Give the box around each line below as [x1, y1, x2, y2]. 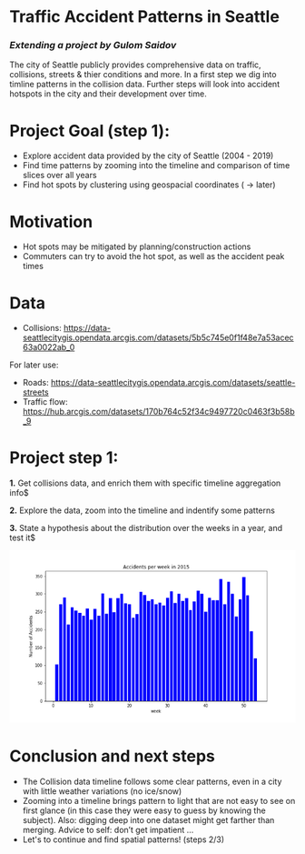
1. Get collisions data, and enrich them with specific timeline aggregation [9, 477, 281, 488]
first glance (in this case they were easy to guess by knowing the [22, 805, 266, 816]
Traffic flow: [22, 397, 68, 407]
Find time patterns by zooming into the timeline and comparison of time [22, 160, 290, 171]
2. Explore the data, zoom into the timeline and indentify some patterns [9, 505, 275, 516]
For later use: [9, 359, 59, 370]
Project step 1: [9, 447, 119, 468]
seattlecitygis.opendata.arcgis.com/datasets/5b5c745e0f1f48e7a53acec [22, 332, 294, 343]
